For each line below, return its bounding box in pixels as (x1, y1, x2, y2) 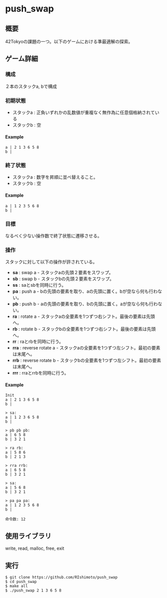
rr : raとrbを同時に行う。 (12, 338, 64, 344)
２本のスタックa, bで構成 (5, 83, 57, 89)
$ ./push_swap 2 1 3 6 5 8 (5, 588, 62, 593)
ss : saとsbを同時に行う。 (12, 282, 66, 288)
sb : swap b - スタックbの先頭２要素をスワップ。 (12, 276, 114, 282)
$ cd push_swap (5, 579, 37, 584)
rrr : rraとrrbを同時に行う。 (12, 370, 69, 376)
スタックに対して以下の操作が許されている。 (5, 259, 98, 265)
